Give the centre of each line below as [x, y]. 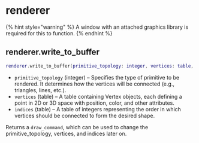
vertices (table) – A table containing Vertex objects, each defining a [98, 96]
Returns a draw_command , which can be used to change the [77, 127]
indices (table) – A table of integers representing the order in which [97, 109]
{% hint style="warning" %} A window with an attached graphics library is [97, 27]
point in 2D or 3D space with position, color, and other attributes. [94, 103]
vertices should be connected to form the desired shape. [85, 115]
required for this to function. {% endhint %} [59, 33]
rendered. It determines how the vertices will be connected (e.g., [94, 84]
